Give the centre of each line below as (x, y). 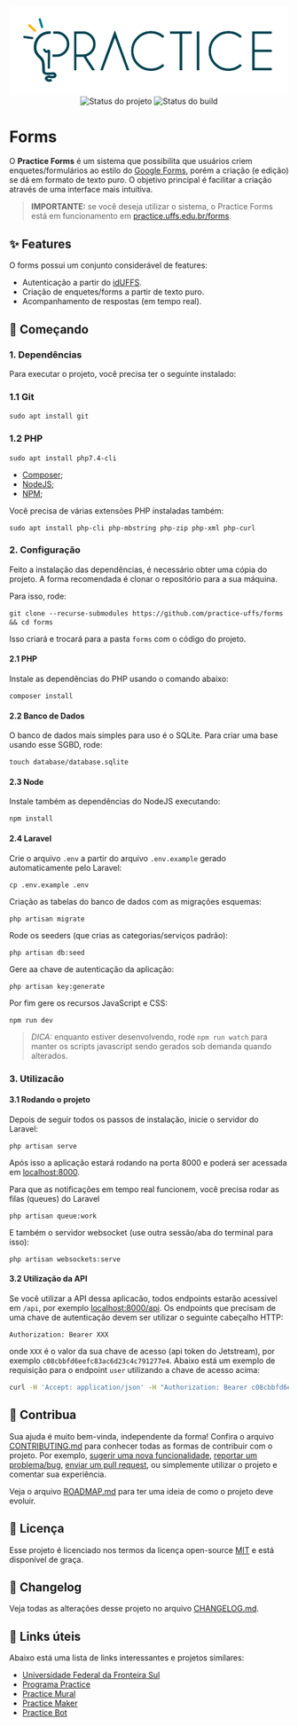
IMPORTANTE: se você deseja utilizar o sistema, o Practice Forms (152, 207)
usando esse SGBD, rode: (56, 745)
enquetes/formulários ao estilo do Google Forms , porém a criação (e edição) (149, 170)
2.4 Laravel (30, 839)
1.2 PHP (26, 439)
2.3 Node (27, 781)
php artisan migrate (47, 919)
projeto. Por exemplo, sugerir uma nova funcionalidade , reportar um (133, 1455)
